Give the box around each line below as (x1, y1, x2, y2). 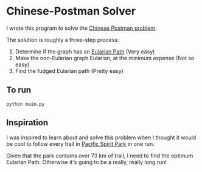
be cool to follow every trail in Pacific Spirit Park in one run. (6, 140, 155, 147)
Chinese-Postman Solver (6, 4, 136, 18)
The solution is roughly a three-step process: (6, 36, 119, 43)
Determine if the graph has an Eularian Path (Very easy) (15, 47, 155, 55)
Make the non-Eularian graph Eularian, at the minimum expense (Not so (15, 54, 195, 61)
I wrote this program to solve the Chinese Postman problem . (6, 24, 157, 32)
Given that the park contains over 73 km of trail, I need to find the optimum (6, 152, 193, 159)
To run (6, 85, 32, 95)
